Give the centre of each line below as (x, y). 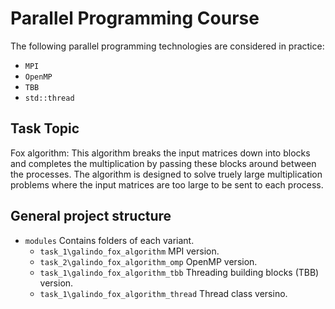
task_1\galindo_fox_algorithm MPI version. (129, 251)
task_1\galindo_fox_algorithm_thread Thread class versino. (163, 293)
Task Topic (45, 128)
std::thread (49, 98)
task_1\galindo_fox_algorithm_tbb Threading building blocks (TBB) (179, 272)
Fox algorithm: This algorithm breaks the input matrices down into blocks (160, 153)
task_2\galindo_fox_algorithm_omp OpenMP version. (148, 261)
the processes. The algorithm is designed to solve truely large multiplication (166, 174)
